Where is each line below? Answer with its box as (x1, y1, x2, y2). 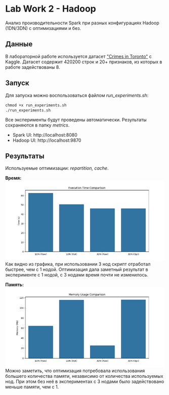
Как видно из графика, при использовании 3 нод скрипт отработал (5, 261, 151, 267)
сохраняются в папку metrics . (5, 122, 70, 128)
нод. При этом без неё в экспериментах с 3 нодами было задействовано (5, 378, 164, 385)
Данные (5, 40, 33, 49)
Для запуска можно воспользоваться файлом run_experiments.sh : (5, 92, 149, 98)
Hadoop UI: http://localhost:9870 (12, 137, 81, 143)
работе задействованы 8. (5, 64, 60, 70)
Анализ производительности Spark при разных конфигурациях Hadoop (5, 20, 159, 26)
